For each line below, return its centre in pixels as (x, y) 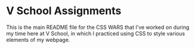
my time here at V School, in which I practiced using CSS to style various (96, 33)
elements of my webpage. (38, 40)
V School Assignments (64, 11)
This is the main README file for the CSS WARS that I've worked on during (98, 27)
